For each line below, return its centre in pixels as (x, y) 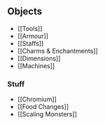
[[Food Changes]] (43, 107)
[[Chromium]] (37, 99)
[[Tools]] (30, 28)
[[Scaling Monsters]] (47, 114)
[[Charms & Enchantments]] (57, 51)
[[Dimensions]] (39, 58)
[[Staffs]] (30, 43)
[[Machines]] (36, 65)
